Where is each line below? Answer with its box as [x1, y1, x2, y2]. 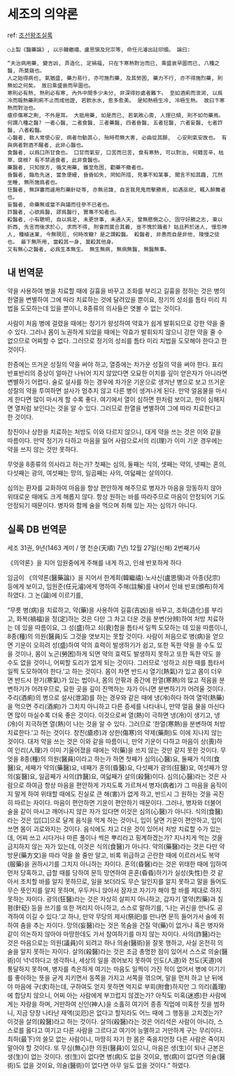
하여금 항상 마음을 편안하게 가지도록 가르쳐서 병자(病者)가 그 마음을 [25, 780, 209, 789]
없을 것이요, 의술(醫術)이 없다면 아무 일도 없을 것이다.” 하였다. [22, 1061, 191, 1069]
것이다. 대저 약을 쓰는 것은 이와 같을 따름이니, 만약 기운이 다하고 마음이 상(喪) [7, 737, 217, 745]
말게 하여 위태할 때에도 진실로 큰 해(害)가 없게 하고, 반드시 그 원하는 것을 [14, 789, 211, 798]
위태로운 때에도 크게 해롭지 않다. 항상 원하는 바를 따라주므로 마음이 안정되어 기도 [7, 492, 226, 501]
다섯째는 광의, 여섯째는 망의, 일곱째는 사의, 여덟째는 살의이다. [7, 469, 173, 477]
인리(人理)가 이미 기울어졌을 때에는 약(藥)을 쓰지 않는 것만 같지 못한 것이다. [14, 745, 219, 754]
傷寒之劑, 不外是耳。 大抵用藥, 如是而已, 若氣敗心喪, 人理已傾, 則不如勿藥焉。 [17, 111, 224, 119]
